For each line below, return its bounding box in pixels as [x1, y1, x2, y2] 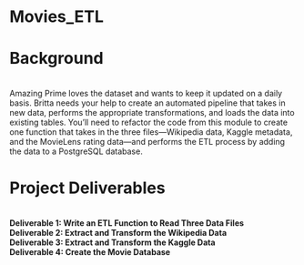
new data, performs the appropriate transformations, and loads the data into [9, 107, 295, 118]
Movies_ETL [9, 6, 105, 27]
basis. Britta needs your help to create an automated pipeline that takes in [9, 97, 286, 108]
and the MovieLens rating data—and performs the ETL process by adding [9, 137, 285, 148]
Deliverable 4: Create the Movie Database [9, 247, 171, 258]
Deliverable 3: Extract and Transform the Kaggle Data [9, 237, 216, 248]
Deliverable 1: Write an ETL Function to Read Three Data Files [9, 218, 244, 229]
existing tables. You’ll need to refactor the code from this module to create [9, 117, 289, 128]
